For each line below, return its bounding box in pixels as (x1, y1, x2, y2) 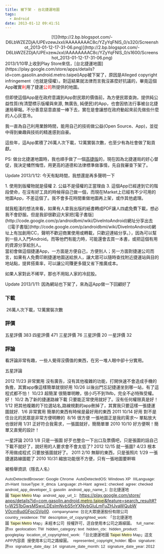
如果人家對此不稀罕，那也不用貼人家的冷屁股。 (5, 271, 99, 277)
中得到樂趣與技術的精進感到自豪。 (5, 129, 74, 135)
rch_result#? (131, 498, 157, 504)
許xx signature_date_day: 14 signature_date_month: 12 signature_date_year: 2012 (5, 544, 155, 549)
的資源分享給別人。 (5, 242, 44, 248)
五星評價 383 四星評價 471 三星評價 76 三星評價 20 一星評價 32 (5, 332, 132, 338)
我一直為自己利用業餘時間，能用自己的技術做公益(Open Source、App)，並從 (5, 123, 159, 129)
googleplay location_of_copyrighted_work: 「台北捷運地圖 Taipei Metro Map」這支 (5, 533, 153, 537)
